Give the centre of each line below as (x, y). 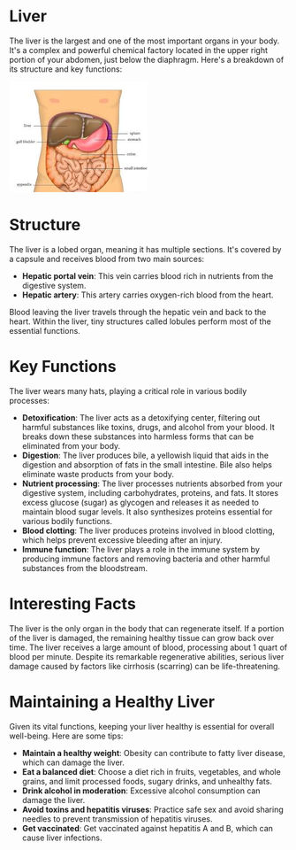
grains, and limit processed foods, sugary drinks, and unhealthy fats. (147, 781)
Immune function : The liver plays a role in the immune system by (141, 549)
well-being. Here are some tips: (66, 736)
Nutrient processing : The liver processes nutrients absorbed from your (152, 483)
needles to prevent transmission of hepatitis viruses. (118, 819)
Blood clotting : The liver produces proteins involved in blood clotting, (148, 530)
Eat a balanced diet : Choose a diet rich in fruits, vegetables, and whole (151, 771)
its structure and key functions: (66, 69)
